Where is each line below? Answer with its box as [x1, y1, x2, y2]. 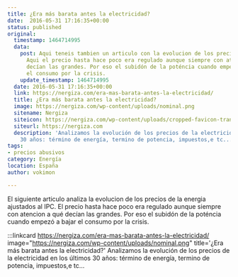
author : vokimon [7, 168, 55, 176]
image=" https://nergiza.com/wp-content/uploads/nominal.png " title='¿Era [7, 239, 224, 247]
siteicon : [13, 116, 42, 123]
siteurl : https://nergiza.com [13, 122, 103, 130]
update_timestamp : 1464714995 [20, 76, 110, 84]
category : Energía [7, 156, 62, 163]
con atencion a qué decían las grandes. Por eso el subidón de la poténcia [7, 210, 222, 218]
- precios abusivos [7, 149, 65, 156]
